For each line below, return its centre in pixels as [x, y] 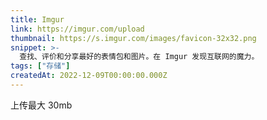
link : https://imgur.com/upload [77, 29]
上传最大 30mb [41, 105]
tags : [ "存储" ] [40, 66]
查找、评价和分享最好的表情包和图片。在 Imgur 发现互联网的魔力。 [139, 57]
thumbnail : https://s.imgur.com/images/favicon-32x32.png [133, 38]
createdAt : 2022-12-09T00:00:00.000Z [89, 76]
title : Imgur [37, 19]
